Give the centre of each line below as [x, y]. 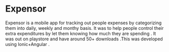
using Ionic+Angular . [27, 44]
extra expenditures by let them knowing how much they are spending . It [81, 33]
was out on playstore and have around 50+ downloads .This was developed [84, 39]
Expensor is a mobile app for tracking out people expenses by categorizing [83, 23]
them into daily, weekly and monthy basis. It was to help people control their [85, 28]
